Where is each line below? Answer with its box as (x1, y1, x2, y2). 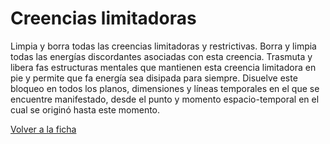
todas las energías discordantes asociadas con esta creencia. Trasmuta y (10, 50, 313, 62)
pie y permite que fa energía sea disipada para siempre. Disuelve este (10, 72, 298, 84)
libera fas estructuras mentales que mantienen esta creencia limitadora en (10, 61, 317, 73)
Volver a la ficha (10, 123, 77, 135)
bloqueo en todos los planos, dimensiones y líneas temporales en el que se (10, 82, 320, 94)
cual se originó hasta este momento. (10, 103, 161, 116)
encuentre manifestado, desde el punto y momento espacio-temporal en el (10, 93, 320, 105)
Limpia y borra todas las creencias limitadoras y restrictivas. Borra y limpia (10, 40, 317, 52)
